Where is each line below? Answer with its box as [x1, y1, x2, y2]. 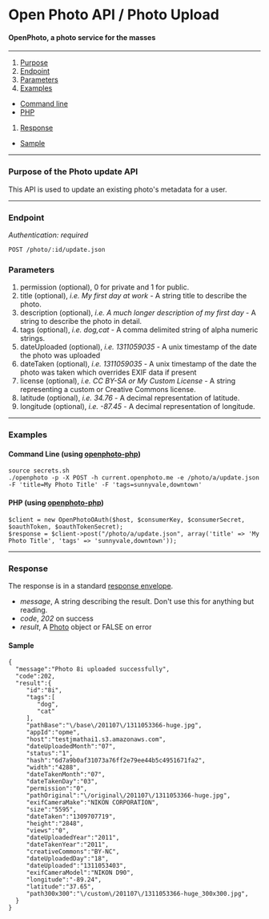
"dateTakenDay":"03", [26, 778, 98, 786]
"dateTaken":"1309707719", [26, 812, 116, 821]
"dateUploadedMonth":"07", [26, 743, 116, 751]
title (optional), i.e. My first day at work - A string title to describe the [19, 291, 247, 301]
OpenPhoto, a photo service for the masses [8, 32, 156, 42]
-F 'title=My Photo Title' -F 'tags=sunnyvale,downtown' [8, 481, 203, 489]
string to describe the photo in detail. [19, 317, 143, 326]
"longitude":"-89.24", [26, 876, 102, 884]
